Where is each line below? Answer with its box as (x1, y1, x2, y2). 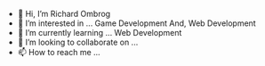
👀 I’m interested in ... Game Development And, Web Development (17, 18, 256, 29)
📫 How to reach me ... (17, 47, 100, 57)
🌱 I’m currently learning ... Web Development (17, 28, 182, 37)
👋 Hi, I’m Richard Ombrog (17, 9, 111, 19)
